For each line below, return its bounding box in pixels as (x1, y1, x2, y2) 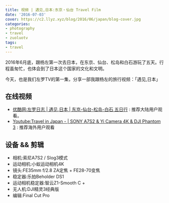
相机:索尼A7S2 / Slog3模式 (12, 155, 68, 161)
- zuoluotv (5, 36, 28, 41)
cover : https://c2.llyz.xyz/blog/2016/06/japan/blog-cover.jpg (5, 17, 141, 22)
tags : (5, 40, 17, 45)
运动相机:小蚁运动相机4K (12, 161, 65, 167)
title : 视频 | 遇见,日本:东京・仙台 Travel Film (5, 7, 101, 13)
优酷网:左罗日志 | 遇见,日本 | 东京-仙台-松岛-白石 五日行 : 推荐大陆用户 (12, 107, 158, 113)
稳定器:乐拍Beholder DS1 (12, 174, 64, 180)
